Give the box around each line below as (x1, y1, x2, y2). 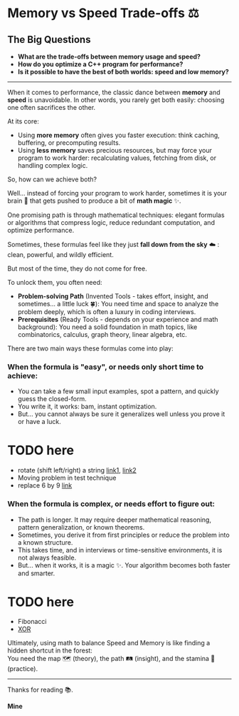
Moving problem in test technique (17, 473, 117, 483)
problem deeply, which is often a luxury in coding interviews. (17, 308, 196, 316)
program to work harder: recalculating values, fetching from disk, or (17, 153, 217, 162)
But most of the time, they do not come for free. (7, 264, 147, 273)
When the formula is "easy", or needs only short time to (7, 362, 204, 372)
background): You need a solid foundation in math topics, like (17, 323, 198, 331)
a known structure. (17, 538, 73, 547)
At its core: (7, 117, 39, 126)
